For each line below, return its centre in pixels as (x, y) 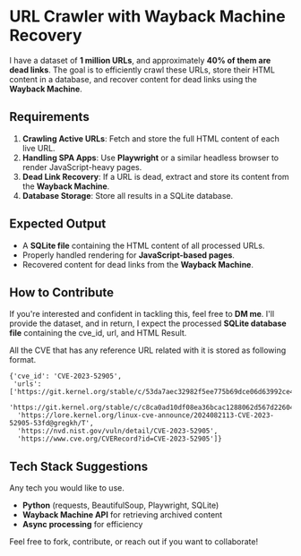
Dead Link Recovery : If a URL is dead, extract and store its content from (155, 176)
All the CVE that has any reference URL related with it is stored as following (148, 350)
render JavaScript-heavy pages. (82, 167)
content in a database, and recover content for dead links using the (133, 79)
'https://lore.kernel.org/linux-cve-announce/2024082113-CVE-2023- (146, 415)
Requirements (49, 117)
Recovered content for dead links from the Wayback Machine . (138, 264)
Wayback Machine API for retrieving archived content (122, 515)
